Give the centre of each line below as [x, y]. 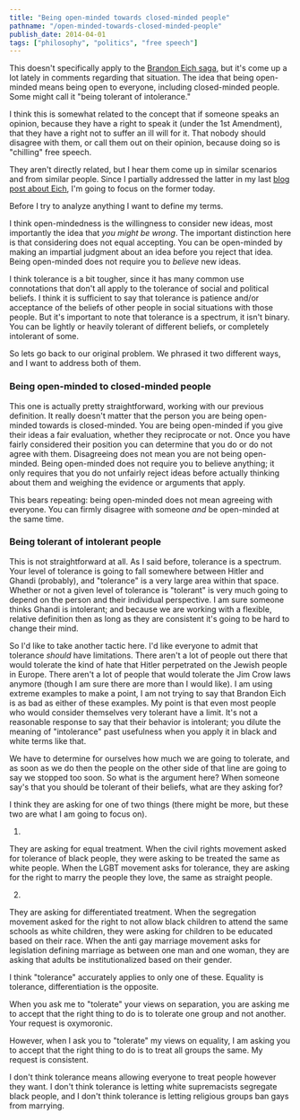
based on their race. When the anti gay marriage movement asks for [135, 941]
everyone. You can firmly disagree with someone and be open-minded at [144, 509]
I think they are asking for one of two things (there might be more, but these [149, 804]
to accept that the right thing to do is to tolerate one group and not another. [148, 1013]
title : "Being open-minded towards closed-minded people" [120, 17]
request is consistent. [49, 1059]
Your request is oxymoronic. [61, 1023]
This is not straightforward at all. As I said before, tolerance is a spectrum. [146, 561]
